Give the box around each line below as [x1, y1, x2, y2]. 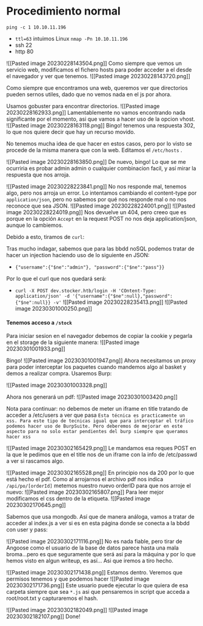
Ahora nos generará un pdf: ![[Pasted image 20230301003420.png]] [6, 393, 178, 401]
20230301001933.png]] [6, 345, 65, 352]
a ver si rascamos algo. [6, 457, 65, 465]
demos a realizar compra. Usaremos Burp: [6, 370, 112, 377]
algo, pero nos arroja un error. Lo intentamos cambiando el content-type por [6, 189, 197, 197]
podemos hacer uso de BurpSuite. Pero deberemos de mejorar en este [6, 423, 183, 429]
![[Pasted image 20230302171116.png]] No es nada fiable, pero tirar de [6, 538, 183, 545]
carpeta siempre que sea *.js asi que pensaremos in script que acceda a [6, 588, 190, 596]
